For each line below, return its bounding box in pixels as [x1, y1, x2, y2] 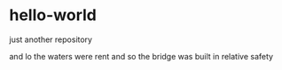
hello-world [9, 5, 98, 25]
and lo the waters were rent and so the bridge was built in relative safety [9, 51, 273, 61]
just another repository [9, 34, 93, 45]
